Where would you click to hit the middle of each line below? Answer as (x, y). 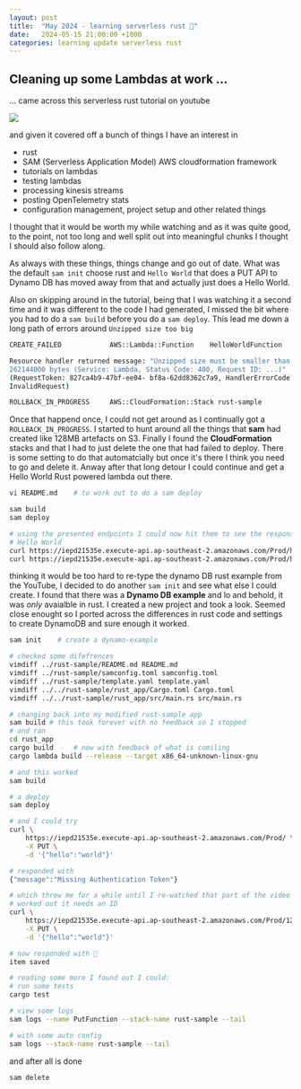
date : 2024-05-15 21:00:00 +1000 (76, 34)
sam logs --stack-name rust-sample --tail (90, 1044)
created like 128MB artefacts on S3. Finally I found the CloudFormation (141, 439)
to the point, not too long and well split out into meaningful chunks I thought (149, 237)
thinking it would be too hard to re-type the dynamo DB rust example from (146, 576)
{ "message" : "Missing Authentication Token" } (94, 879)
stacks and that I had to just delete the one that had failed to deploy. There (146, 448)
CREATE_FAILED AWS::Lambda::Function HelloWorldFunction (146, 345)
